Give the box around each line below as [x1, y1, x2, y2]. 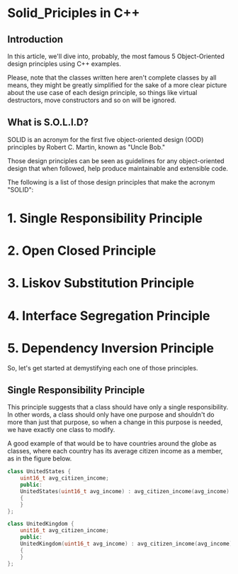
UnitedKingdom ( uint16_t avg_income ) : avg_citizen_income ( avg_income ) [20, 541, 233, 548]
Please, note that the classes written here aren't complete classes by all [7, 73, 217, 82]
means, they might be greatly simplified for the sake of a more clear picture [7, 81, 227, 89]
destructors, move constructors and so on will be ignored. [7, 96, 177, 104]
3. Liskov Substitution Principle [7, 275, 195, 292]
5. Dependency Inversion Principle [7, 340, 215, 356]
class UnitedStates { [7, 468, 72, 475]
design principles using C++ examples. [7, 60, 122, 68]
